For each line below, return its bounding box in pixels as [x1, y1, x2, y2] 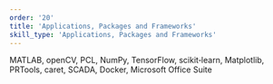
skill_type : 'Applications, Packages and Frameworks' [9, 30, 218, 39]
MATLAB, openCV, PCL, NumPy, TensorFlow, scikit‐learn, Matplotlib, [9, 55, 265, 66]
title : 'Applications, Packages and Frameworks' [9, 22, 197, 31]
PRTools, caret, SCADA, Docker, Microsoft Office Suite [9, 64, 213, 75]
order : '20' [9, 13, 54, 23]
